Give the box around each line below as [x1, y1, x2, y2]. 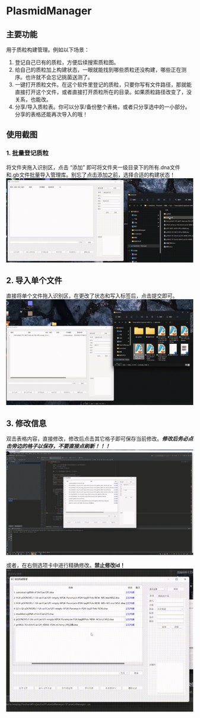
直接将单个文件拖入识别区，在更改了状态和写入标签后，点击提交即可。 [6, 292, 178, 299]
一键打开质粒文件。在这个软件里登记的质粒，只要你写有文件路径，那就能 [14, 81, 192, 88]
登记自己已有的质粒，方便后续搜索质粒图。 [14, 59, 119, 66]
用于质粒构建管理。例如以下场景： [6, 46, 90, 53]
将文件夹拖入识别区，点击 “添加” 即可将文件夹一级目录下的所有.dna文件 [6, 163, 180, 170]
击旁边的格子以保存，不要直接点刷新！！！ [6, 442, 110, 450]
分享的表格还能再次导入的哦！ [14, 111, 88, 118]
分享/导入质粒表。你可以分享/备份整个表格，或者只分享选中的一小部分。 [14, 103, 191, 110]
